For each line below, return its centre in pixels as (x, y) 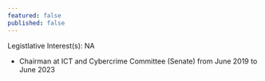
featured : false (34, 15)
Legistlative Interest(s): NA (51, 45)
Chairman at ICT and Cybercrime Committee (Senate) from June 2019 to (138, 61)
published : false (36, 23)
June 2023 (37, 69)
